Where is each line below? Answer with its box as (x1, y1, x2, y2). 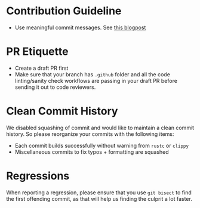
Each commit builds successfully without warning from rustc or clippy (14, 142, 189, 149)
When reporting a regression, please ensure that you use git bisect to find (6, 189, 192, 196)
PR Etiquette (6, 45, 69, 58)
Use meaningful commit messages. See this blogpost (14, 24, 146, 31)
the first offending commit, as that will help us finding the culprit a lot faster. (6, 195, 192, 202)
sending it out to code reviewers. (14, 83, 96, 91)
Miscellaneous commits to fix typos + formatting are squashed (14, 148, 169, 156)
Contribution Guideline (6, 4, 122, 18)
